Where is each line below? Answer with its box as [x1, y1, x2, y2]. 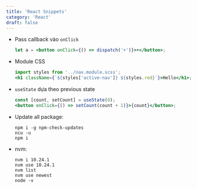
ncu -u [14, 129, 31, 136]
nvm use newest [14, 172, 52, 178]
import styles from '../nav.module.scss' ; [14, 69, 121, 76]
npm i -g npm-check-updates [14, 125, 84, 131]
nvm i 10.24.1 [14, 157, 50, 163]
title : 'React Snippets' [6, 8, 67, 15]
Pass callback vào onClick [14, 36, 79, 43]
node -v [14, 177, 34, 183]
